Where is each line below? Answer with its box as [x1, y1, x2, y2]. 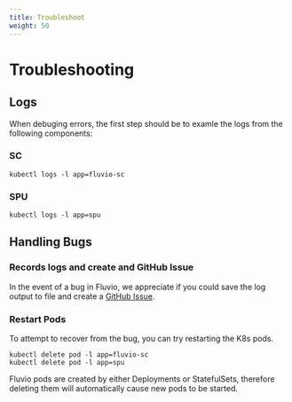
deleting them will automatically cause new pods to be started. [9, 383, 238, 394]
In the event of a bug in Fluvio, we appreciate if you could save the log [9, 281, 266, 292]
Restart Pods [9, 312, 67, 325]
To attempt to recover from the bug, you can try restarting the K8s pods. [9, 334, 273, 344]
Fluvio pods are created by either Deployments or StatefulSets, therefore [9, 374, 275, 384]
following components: [9, 128, 93, 138]
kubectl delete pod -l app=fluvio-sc [9, 351, 149, 359]
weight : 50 [9, 21, 50, 30]
